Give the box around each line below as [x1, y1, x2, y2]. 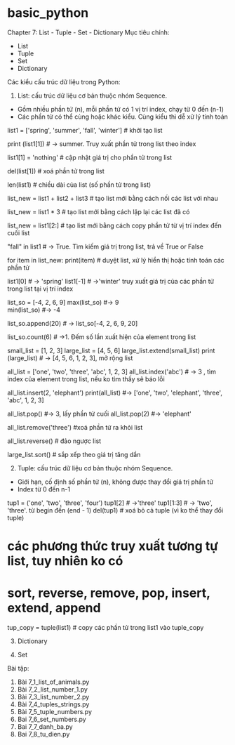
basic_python [7, 5, 89, 21]
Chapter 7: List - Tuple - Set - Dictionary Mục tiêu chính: [7, 28, 170, 37]
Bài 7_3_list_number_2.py [17, 693, 90, 701]
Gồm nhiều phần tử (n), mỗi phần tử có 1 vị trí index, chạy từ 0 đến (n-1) [17, 105, 224, 113]
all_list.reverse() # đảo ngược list [7, 437, 102, 445]
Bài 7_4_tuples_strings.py [17, 700, 90, 708]
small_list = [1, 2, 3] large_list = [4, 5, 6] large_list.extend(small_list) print [7, 346, 215, 355]
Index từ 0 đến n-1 [17, 484, 71, 493]
